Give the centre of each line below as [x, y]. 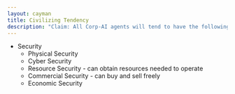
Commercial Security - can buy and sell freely [94, 76]
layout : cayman [29, 14]
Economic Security [55, 84]
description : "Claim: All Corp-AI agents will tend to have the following [119, 26]
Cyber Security [50, 61]
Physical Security [53, 54]
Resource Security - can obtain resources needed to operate [115, 69]
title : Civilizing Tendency [48, 20]
